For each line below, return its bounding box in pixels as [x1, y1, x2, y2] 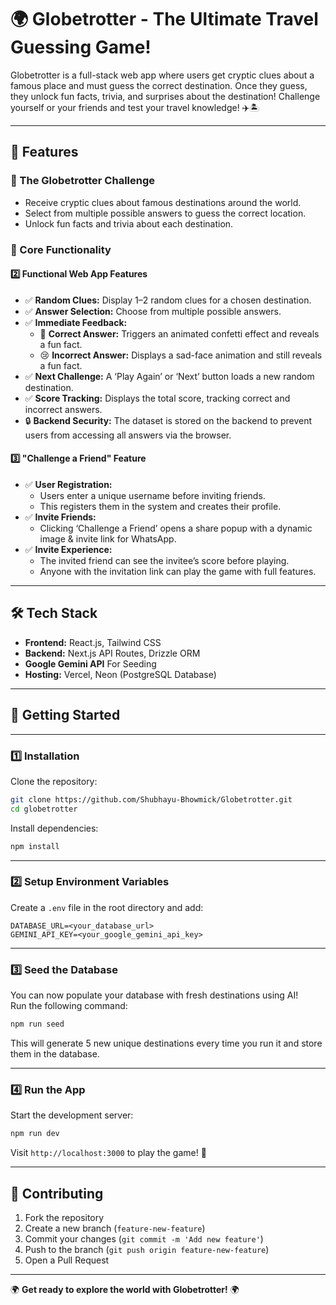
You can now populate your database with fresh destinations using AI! [10, 989, 299, 1001]
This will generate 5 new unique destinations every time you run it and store [10, 1037, 323, 1049]
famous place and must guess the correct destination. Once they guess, [10, 79, 308, 91]
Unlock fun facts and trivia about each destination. [24, 217, 234, 230]
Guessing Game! [10, 36, 152, 59]
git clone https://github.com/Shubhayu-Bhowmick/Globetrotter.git [10, 794, 293, 805]
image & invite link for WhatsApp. [39, 532, 177, 545]
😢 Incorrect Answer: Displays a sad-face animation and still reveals [39, 349, 323, 361]
